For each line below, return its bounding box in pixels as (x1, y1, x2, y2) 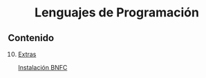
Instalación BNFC (17, 64, 68, 71)
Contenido (8, 32, 55, 44)
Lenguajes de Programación (34, 5, 200, 21)
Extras (17, 50, 37, 58)
